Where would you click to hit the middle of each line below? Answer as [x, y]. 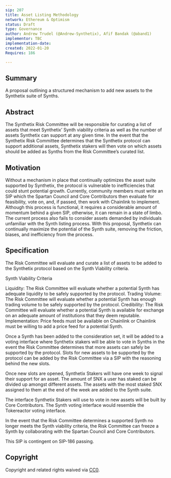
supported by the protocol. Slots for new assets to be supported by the [80, 352]
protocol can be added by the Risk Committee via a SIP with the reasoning [83, 358]
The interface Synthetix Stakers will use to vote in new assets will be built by [86, 400]
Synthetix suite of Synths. [32, 96]
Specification [27, 251]
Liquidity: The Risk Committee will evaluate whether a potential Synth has [82, 288]
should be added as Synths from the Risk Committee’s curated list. [75, 152]
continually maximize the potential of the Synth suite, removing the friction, [84, 229]
